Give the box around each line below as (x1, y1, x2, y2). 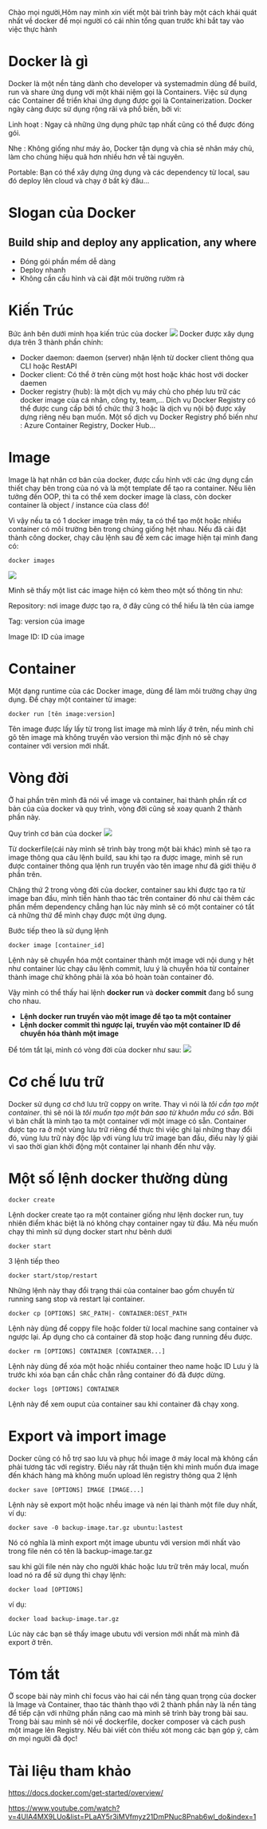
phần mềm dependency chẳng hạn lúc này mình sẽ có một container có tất (8, 902, 255, 911)
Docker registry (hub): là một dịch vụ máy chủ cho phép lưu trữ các (19, 387, 241, 396)
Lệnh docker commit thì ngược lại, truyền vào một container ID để (19, 1020, 241, 1029)
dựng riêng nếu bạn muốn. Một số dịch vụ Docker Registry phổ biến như (19, 411, 257, 422)
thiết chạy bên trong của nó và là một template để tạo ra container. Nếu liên (8, 483, 257, 493)
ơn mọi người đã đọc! (8, 1734, 78, 1744)
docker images (8, 557, 56, 564)
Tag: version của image (8, 616, 85, 626)
